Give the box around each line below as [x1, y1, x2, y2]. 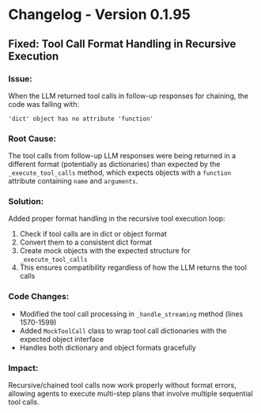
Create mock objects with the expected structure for [19, 246, 191, 256]
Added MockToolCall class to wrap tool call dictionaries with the [19, 326, 227, 335]
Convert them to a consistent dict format [19, 237, 153, 247]
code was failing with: [8, 99, 80, 108]
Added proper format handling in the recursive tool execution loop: [8, 214, 225, 223]
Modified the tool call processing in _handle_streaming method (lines [19, 309, 244, 318]
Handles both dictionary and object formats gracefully [19, 343, 196, 352]
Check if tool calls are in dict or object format [19, 229, 168, 239]
